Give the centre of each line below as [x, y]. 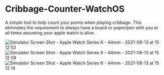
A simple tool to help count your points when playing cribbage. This [73, 22]
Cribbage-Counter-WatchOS [65, 9]
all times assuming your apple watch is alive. [50, 33]
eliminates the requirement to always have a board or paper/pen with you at [82, 27]
